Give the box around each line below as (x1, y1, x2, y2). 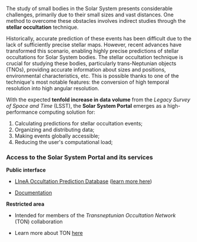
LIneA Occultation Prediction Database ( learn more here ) (14, 178, 152, 185)
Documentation (14, 189, 52, 196)
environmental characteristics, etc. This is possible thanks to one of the (6, 73, 179, 79)
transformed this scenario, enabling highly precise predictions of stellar (6, 47, 179, 54)
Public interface (6, 166, 46, 173)
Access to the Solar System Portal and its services (6, 153, 153, 161)
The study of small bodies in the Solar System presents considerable (6, 5, 173, 12)
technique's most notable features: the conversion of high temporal (6, 79, 169, 86)
